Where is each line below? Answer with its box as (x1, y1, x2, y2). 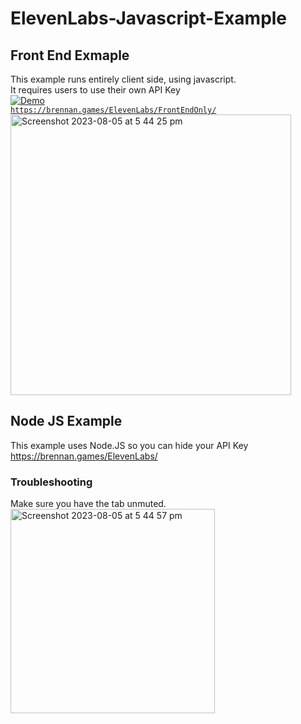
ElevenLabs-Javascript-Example (10, 7, 288, 30)
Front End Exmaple (10, 47, 130, 64)
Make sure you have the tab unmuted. (10, 498, 167, 510)
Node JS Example (10, 413, 123, 430)
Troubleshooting (10, 475, 93, 489)
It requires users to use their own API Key (10, 84, 181, 96)
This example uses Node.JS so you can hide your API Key (10, 439, 249, 451)
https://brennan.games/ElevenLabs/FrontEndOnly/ (10, 105, 217, 115)
